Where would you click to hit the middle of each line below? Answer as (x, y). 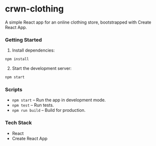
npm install (17, 59)
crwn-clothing (35, 9)
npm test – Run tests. (33, 105)
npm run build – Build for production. (49, 110)
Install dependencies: (33, 50)
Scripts (14, 89)
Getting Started (23, 40)
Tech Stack (19, 123)
